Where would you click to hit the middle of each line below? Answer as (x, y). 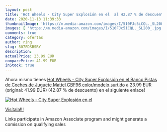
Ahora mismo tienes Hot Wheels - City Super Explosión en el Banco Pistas (81, 80)
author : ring (19, 42)
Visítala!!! (14, 110)
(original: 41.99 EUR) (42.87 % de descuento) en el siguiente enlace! (75, 90)
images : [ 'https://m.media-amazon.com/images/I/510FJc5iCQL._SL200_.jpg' (84, 28)
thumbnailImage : (22, 24)
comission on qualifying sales (36, 125)
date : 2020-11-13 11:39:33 (33, 19)
